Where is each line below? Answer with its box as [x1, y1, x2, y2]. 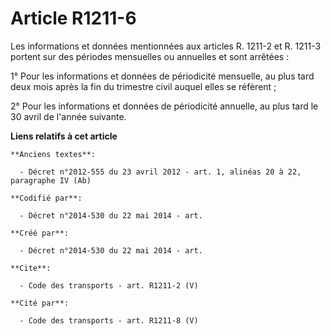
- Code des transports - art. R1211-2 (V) [19, 280, 199, 291]
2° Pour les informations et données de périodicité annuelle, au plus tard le [10, 100, 319, 112]
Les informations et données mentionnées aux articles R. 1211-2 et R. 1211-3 [10, 40, 322, 52]
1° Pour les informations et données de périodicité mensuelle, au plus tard [10, 70, 315, 82]
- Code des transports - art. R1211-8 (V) [19, 315, 199, 326]
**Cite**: [10, 263, 52, 273]
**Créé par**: [10, 228, 70, 238]
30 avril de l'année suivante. [10, 110, 127, 122]
